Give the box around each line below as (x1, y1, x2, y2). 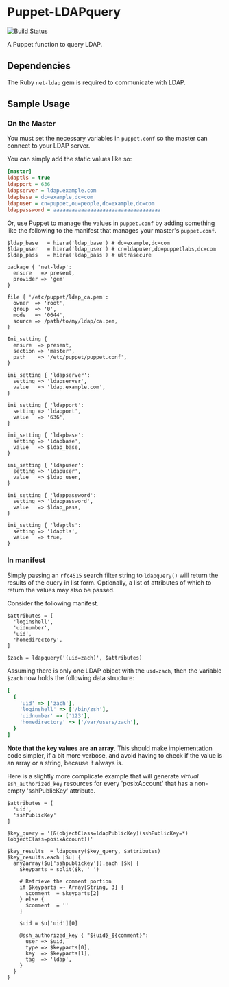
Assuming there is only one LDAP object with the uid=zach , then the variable (7, 666, 222, 675)
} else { (19, 896, 45, 903)
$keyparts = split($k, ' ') (19, 866, 99, 872)
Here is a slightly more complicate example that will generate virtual (7, 771, 199, 780)
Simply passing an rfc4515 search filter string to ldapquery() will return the (7, 571, 219, 579)
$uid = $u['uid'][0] (19, 920, 78, 927)
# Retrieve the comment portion (19, 878, 112, 885)
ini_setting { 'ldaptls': (7, 522, 81, 529)
